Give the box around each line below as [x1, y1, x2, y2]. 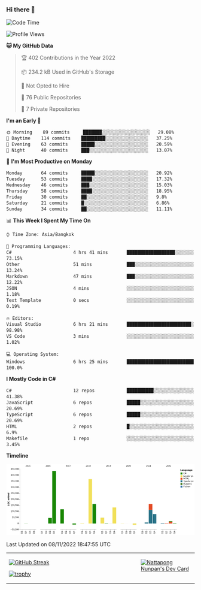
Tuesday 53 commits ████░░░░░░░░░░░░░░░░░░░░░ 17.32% [6, 176, 172, 182]
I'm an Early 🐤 [6, 117, 41, 125]
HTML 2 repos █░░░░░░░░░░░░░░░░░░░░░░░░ [6, 423, 194, 430]
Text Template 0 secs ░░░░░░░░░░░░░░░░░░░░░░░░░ [6, 298, 194, 304]
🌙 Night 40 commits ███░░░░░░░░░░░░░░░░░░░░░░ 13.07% [6, 147, 172, 153]
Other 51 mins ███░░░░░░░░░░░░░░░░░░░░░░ [6, 262, 194, 268]
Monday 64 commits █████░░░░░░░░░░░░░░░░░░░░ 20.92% [6, 170, 172, 176]
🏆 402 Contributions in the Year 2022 [20, 54, 115, 62]
